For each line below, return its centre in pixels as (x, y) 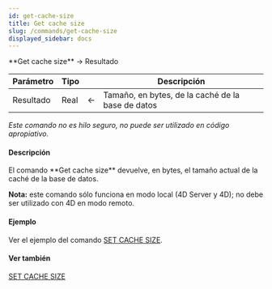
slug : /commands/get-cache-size (63, 31)
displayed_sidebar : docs (50, 38)
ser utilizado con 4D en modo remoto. (72, 203)
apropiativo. (29, 134)
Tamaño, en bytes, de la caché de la (172, 96)
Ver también (30, 258)
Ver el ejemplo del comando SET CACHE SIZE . (86, 240)
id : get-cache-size (41, 16)
